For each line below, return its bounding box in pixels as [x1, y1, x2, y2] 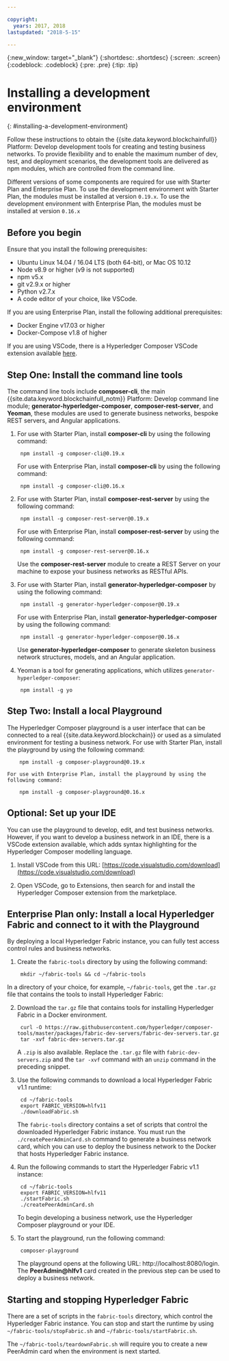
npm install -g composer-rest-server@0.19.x [20, 515, 149, 522]
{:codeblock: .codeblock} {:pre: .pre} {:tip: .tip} [7, 61, 139, 69]
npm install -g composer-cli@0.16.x [20, 483, 125, 490]
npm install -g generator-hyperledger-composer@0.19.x [20, 601, 180, 607]
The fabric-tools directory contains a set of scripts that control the [16, 1120, 208, 1129]
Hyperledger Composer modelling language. [7, 847, 133, 856]
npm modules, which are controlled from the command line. [7, 165, 176, 173]
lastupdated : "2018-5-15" [7, 29, 81, 36]
